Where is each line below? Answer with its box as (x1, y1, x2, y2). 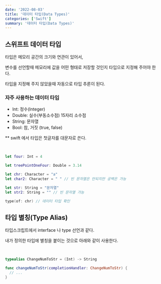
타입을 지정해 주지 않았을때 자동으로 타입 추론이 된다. (5, 81, 105, 87)
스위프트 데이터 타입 (5, 40, 61, 48)
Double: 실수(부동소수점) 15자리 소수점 (12, 112, 86, 118)
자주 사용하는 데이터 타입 (5, 94, 60, 101)
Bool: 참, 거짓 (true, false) (12, 125, 62, 131)
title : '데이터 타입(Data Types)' (5, 12, 70, 17)
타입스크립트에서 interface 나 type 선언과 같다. (5, 227, 95, 233)
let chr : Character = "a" (5, 172, 58, 177)
